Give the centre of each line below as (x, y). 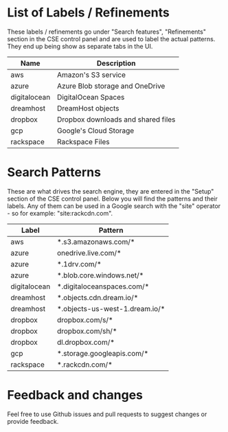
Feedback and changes (75, 395)
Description (116, 63)
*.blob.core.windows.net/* (101, 275)
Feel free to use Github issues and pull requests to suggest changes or (107, 414)
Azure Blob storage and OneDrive (111, 86)
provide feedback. (33, 421)
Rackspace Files (83, 141)
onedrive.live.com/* (89, 253)
